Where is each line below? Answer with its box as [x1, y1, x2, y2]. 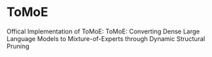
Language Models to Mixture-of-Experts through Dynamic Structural [6, 34, 206, 42]
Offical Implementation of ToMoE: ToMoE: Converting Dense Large [6, 27, 200, 35]
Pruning [6, 42, 30, 50]
